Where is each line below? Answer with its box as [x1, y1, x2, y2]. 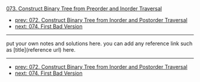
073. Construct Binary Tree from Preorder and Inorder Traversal [6, 5, 162, 12]
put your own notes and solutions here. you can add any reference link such [6, 40, 193, 47]
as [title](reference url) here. [6, 46, 76, 53]
